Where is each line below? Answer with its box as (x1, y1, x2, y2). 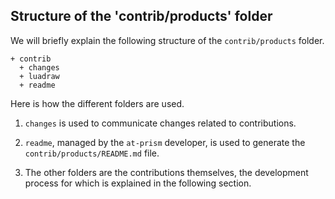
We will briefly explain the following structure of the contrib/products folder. (10, 34, 325, 46)
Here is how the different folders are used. (10, 97, 185, 109)
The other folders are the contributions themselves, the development (24, 166, 309, 178)
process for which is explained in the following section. (24, 177, 252, 189)
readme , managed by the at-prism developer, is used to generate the (24, 136, 306, 148)
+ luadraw (19, 71, 60, 81)
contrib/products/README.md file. (24, 147, 160, 159)
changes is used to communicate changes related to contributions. (24, 117, 297, 129)
